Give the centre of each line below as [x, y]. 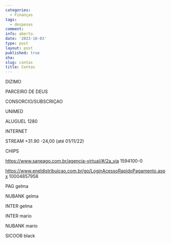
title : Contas [20, 67]
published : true [22, 53]
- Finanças [21, 15]
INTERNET [16, 131]
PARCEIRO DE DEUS [27, 92]
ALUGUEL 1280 [21, 121]
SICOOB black [20, 236]
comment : [15, 29]
